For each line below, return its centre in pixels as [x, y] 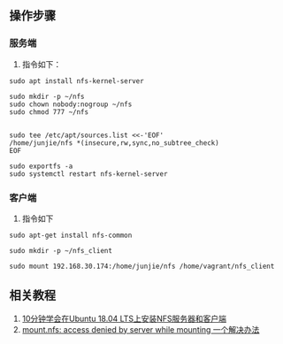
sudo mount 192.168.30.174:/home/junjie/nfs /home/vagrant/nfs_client [142, 266]
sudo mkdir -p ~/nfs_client [61, 250]
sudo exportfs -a [41, 166]
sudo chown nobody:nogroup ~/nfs [71, 104]
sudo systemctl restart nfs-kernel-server [88, 174]
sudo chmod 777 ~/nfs [49, 112]
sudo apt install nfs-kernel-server [76, 81]
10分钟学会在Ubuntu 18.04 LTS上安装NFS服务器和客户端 [124, 318]
